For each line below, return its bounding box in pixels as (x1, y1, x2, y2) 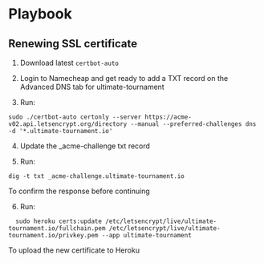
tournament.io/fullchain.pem (8, 225, 106, 233)
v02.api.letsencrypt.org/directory (8, 120, 128, 128)
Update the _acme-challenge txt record (19, 141, 151, 151)
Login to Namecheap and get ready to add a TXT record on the (19, 74, 229, 83)
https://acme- (144, 113, 193, 121)
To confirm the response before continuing (8, 186, 150, 196)
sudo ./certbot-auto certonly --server (8, 113, 142, 121)
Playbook (8, 5, 72, 23)
